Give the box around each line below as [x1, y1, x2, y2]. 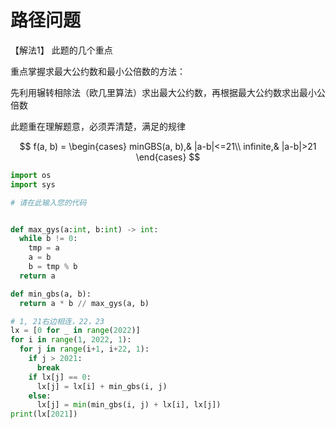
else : [28, 391, 52, 401]
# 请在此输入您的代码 [10, 197, 87, 208]
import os [10, 170, 52, 180]
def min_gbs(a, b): [10, 289, 92, 299]
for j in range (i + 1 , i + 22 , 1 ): [19, 344, 150, 355]
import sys [10, 179, 56, 190]
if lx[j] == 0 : [28, 372, 92, 382]
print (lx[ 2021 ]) [10, 409, 78, 420]
